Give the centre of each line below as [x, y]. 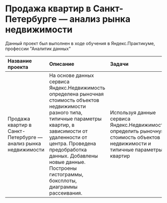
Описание [62, 64]
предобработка [68, 150]
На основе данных [72, 75]
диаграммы [63, 187]
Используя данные [133, 112]
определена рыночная [76, 94]
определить [125, 131]
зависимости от [68, 131]
